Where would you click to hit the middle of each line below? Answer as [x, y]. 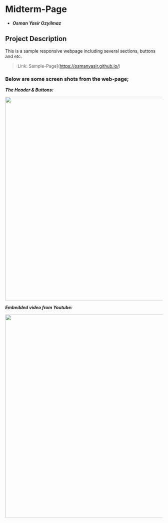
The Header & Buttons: [29, 90]
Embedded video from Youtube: [39, 308]
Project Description [36, 39]
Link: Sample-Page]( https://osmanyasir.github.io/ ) [69, 66]
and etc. [14, 56]
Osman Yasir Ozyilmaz [37, 23]
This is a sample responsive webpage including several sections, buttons [80, 51]
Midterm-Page [36, 9]
